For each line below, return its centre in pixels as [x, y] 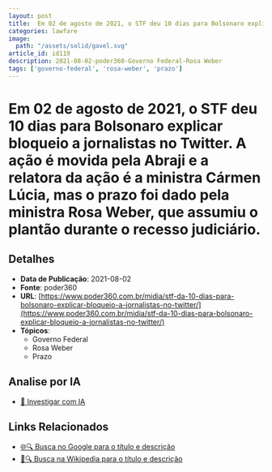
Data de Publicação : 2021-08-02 [76, 279]
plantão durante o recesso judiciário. [135, 229]
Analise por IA [45, 382]
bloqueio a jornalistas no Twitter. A [127, 143]
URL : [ [31, 296]
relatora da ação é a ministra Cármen [135, 177]
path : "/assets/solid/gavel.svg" [72, 46]
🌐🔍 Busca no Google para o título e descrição [98, 447]
